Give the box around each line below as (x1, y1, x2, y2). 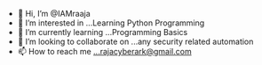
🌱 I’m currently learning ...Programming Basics (17, 27, 188, 37)
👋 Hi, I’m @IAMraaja (17, 9, 91, 18)
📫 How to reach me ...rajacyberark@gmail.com (17, 47, 193, 56)
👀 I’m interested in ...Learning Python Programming (17, 18, 205, 28)
